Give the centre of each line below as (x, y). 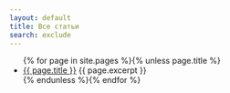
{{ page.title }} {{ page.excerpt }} (85, 70)
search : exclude (40, 35)
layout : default (40, 18)
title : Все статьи (44, 26)
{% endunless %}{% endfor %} (82, 80)
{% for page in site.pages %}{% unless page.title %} (122, 61)
